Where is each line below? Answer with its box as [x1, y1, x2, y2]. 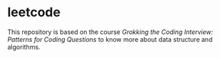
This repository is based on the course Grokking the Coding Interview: [7, 28, 214, 36]
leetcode [7, 4, 61, 21]
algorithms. [7, 42, 41, 51]
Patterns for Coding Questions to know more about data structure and [7, 35, 213, 43]
